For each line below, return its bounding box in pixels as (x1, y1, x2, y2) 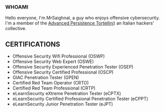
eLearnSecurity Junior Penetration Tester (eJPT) (12, 101, 113, 107)
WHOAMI (5, 3, 29, 10)
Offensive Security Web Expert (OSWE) (12, 58, 94, 64)
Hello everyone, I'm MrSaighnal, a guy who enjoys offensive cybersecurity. (5, 15, 160, 21)
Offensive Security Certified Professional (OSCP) (12, 69, 114, 75)
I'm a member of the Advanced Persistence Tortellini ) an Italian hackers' (5, 20, 154, 26)
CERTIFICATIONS (5, 40, 60, 48)
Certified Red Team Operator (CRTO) (12, 80, 89, 86)
